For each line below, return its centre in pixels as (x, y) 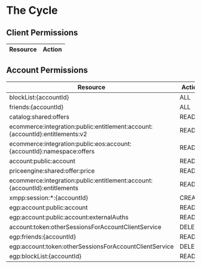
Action (52, 49)
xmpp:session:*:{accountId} (49, 197)
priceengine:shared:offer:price (52, 170)
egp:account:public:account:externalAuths (69, 217)
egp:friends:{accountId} (43, 236)
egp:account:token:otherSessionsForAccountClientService (92, 246)
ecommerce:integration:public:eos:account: (70, 143)
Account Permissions (47, 70)
